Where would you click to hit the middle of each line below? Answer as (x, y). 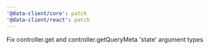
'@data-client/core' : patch (47, 13)
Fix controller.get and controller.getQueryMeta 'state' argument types (105, 39)
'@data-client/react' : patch (48, 20)
